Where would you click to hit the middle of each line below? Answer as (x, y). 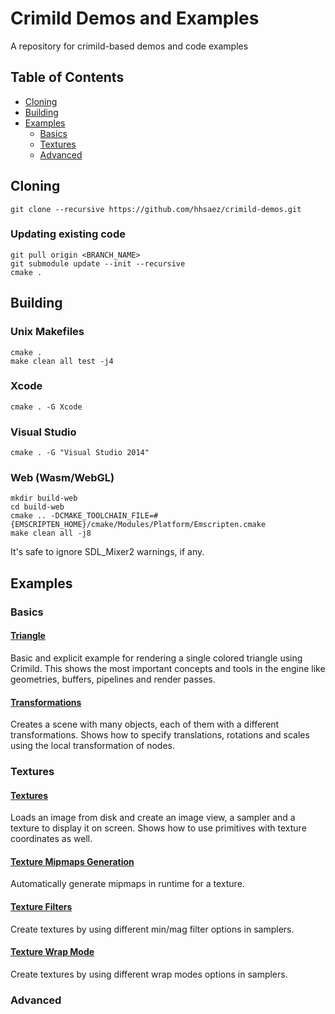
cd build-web (37, 507)
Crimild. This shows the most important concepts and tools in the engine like (168, 668)
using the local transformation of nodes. (92, 746)
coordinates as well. (51, 839)
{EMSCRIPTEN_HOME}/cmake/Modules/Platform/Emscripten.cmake (138, 525)
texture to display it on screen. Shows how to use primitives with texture (158, 828)
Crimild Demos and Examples (135, 18)
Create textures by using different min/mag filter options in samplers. (152, 929)
